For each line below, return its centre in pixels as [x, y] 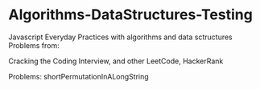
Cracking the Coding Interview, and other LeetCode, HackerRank [116, 61]
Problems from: [34, 45]
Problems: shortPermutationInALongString [78, 76]
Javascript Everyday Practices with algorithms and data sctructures [121, 37]
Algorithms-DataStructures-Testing [131, 15]
